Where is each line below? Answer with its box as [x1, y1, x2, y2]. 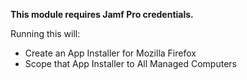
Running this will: [10, 28, 81, 39]
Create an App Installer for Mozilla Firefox [24, 47, 197, 59]
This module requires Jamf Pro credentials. [10, 9, 194, 20]
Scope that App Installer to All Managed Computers [24, 58, 237, 69]
